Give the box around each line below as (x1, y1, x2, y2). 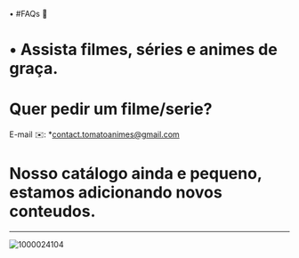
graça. (9, 59, 59, 79)
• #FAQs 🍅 (9, 9, 48, 19)
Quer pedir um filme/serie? (9, 99, 213, 119)
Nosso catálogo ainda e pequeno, (9, 164, 263, 184)
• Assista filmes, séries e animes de (9, 40, 278, 60)
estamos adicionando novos (9, 182, 222, 203)
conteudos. (9, 201, 96, 222)
